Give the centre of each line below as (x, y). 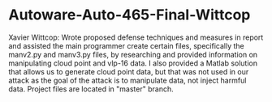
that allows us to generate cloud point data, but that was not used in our (129, 71)
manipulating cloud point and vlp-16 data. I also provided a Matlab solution (133, 63)
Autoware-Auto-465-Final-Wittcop (130, 15)
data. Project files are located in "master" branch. (91, 89)
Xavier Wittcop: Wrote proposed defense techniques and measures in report (136, 37)
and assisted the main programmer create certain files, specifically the (127, 45)
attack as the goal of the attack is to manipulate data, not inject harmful (127, 80)
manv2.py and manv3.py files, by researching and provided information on (133, 54)
